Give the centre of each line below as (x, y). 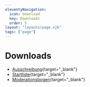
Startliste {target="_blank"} (38, 74)
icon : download (25, 14)
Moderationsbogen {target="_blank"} (49, 79)
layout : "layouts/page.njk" (33, 28)
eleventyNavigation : (26, 9)
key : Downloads (25, 18)
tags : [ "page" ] (20, 32)
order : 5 (18, 23)
